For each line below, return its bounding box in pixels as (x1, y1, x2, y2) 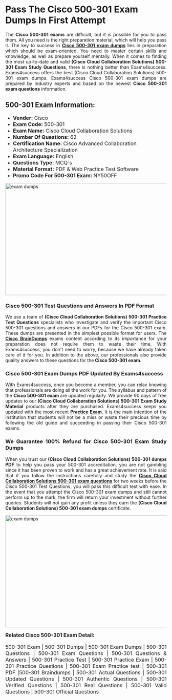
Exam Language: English (12, 153, 74, 160)
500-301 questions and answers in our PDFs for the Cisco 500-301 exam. (5, 325, 167, 331)
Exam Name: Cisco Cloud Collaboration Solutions (12, 127, 133, 134)
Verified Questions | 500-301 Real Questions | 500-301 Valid (5, 682, 167, 689)
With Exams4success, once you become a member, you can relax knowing (5, 381, 167, 388)
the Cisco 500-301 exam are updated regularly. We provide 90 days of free (5, 393, 167, 399)
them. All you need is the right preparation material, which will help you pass (5, 37, 167, 43)
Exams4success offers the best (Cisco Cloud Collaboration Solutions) (5, 69, 155, 75)
